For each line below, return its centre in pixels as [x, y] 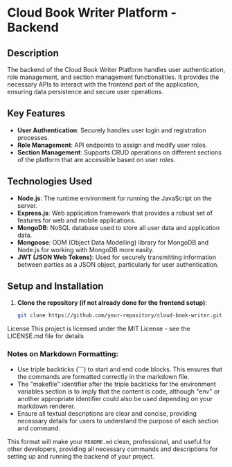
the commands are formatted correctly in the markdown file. [103, 376]
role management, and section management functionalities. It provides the [113, 77]
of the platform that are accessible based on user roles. [96, 159]
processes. [33, 137]
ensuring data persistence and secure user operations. [86, 92]
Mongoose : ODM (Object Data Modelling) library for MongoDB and [113, 242]
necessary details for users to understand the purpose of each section [118, 421]
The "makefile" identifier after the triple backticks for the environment [116, 384]
